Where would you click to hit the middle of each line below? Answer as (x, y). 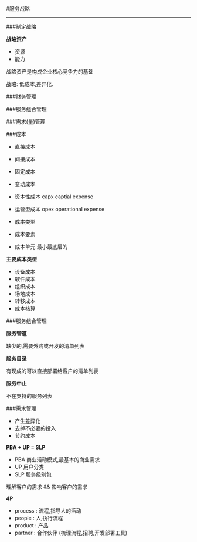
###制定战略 (21, 26)
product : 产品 (31, 525)
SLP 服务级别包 (33, 474)
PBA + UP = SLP (26, 447)
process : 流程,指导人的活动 (48, 511)
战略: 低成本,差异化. (30, 84)
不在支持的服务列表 (29, 396)
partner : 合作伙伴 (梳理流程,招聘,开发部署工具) (71, 533)
